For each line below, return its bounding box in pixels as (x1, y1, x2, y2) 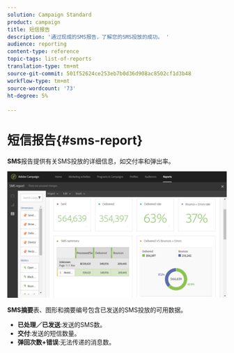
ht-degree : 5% (7, 92, 49, 99)
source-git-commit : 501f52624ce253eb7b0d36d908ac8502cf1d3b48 (7, 70, 192, 77)
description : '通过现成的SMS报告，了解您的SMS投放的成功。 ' (7, 33, 169, 40)
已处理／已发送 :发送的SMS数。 (17, 321, 107, 329)
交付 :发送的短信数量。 (17, 329, 81, 338)
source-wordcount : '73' (7, 84, 77, 92)
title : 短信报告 (7, 26, 50, 33)
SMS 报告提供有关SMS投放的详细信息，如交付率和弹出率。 (7, 157, 175, 165)
